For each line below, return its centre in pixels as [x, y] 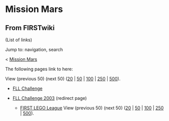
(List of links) [19, 40]
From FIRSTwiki [30, 28]
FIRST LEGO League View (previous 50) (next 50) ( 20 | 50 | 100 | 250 [92, 108]
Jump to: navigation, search [34, 49]
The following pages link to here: [39, 69]
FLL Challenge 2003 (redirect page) [50, 98]
